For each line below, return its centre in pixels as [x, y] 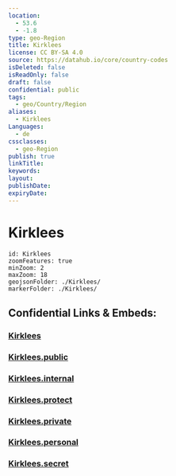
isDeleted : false [37, 68]
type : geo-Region [37, 38]
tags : [17, 97]
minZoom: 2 [26, 267]
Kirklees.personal [44, 443]
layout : [21, 179]
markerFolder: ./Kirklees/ [53, 289]
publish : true [32, 156]
